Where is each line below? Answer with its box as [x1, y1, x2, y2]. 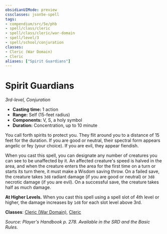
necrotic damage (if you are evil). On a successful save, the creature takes [5, 179, 159, 185]
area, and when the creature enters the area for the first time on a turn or [5, 163, 156, 169]
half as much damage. [5, 184, 51, 190]
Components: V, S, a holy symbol [12, 117, 83, 123]
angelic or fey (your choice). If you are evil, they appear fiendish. [5, 143, 139, 149]
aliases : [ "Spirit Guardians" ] [5, 59, 71, 64]
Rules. [5, 224, 19, 230]
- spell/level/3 [5, 36, 39, 41]
